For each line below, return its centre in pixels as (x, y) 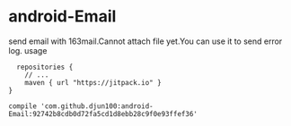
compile (23, 106)
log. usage (28, 50)
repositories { (45, 67)
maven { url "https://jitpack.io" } (93, 82)
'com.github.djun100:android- (97, 106)
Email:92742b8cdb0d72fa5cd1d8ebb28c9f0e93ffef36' (103, 113)
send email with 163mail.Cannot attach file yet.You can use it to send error (145, 41)
